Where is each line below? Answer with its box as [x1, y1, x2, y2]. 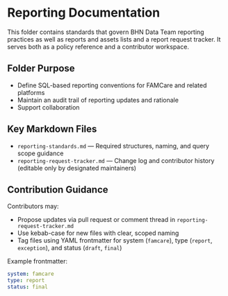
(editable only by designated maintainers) [17, 164, 137, 172]
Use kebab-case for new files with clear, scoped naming [17, 229, 179, 237]
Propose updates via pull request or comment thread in [17, 216, 176, 224]
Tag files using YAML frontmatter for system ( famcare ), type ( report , [17, 236, 213, 245]
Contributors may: [7, 202, 59, 211]
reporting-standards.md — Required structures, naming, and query [17, 141, 210, 150]
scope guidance [17, 149, 64, 157]
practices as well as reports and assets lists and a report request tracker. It [7, 35, 221, 43]
